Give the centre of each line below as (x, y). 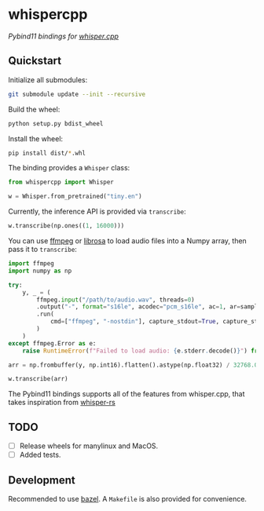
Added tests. (40, 455)
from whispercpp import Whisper (61, 182)
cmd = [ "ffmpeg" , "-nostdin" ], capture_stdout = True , (135, 322)
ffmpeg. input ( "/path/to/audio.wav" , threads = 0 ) (115, 300)
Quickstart (35, 61)
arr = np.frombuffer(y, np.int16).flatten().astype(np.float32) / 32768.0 (133, 365)
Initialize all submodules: (48, 79)
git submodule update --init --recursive (77, 94)
